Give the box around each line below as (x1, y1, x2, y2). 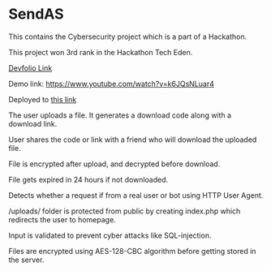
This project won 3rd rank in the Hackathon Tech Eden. (8, 47, 193, 57)
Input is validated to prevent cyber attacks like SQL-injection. (8, 230, 212, 240)
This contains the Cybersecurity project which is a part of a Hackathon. (8, 32, 247, 41)
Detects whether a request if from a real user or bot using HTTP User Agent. (8, 190, 264, 200)
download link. (8, 118, 58, 128)
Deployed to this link (8, 94, 77, 104)
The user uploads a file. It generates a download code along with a (8, 110, 232, 120)
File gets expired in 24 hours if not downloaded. (8, 174, 169, 184)
